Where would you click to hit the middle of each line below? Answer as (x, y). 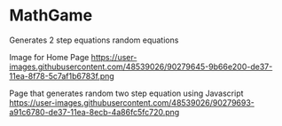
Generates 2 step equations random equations (94, 40)
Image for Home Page (49, 57)
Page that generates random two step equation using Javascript (126, 93)
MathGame (51, 16)
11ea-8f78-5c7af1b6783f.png (62, 75)
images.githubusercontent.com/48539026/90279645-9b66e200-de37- (141, 67)
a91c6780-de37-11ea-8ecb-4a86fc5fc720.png (94, 112)
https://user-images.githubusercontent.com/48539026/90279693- (132, 102)
